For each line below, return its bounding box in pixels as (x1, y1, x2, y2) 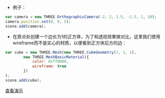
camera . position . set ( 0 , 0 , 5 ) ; (5, 19, 71, 24)
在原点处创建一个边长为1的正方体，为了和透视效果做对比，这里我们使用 (12, 33, 160, 39)
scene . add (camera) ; (5, 24, 46, 29)
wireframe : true (32, 64, 67, 69)
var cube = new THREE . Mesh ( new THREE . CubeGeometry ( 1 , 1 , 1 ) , (5, 50, 137, 55)
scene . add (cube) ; (5, 77, 42, 83)
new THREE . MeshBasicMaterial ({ (23, 54, 89, 59)
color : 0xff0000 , (32, 59, 69, 64)
